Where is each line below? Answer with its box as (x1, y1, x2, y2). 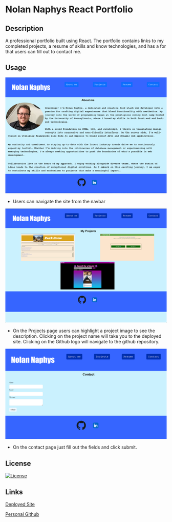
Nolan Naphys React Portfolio (5, 4, 133, 15)
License (5, 459, 31, 468)
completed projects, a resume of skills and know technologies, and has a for (5, 43, 166, 49)
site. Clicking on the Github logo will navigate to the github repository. (12, 339, 160, 345)
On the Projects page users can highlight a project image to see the (12, 327, 155, 334)
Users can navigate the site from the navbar (12, 198, 106, 204)
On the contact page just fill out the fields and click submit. (12, 444, 137, 450)
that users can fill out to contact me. (5, 49, 82, 54)
